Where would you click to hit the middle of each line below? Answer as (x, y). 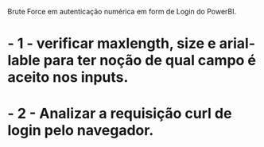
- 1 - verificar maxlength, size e (112, 44)
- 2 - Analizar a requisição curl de (120, 114)
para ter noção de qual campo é (149, 61)
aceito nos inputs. (68, 77)
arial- (237, 44)
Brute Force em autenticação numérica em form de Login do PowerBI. (122, 12)
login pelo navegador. (81, 131)
